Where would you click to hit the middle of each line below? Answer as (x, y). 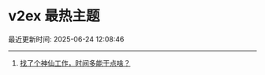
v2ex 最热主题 (54, 16)
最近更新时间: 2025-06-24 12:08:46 (66, 39)
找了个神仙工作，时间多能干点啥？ (75, 62)
